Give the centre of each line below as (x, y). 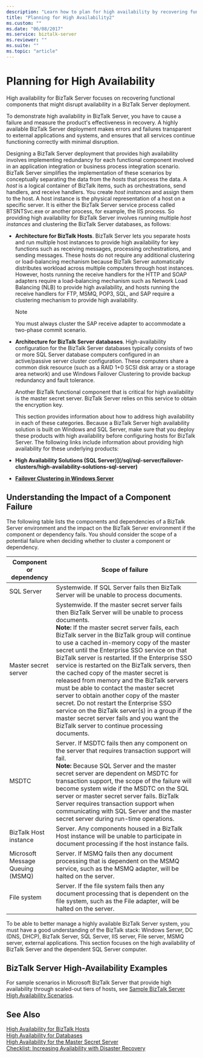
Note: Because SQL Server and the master (116, 765)
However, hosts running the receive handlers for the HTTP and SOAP (101, 274)
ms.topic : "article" (32, 51)
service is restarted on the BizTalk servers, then (124, 665)
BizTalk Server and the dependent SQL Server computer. (77, 949)
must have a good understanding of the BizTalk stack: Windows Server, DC (100, 930)
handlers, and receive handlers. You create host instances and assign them (100, 192)
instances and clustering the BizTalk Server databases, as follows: (89, 224)
